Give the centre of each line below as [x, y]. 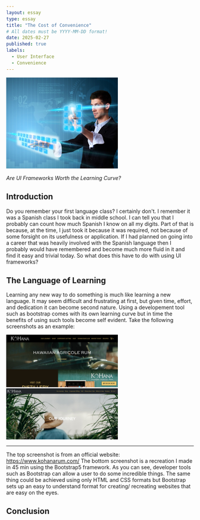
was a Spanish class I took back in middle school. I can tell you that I [90, 217]
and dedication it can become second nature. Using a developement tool [95, 308]
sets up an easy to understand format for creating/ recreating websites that [99, 486]
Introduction [30, 197]
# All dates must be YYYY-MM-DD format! [57, 32]
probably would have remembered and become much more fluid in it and [96, 249]
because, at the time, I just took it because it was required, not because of [97, 230]
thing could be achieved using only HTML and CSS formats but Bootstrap [96, 479]
